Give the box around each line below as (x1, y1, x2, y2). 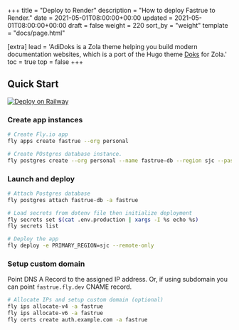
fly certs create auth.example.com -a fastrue (7, 316, 148, 323)
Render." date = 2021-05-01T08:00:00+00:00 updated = (7, 14, 173, 22)
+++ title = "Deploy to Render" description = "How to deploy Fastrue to (7, 6, 216, 14)
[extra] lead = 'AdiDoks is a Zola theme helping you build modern (7, 43, 198, 50)
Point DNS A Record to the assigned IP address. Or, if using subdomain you (7, 275, 228, 284)
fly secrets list (7, 223, 59, 230)
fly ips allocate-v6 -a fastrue (7, 309, 103, 317)
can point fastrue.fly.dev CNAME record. (7, 282, 132, 291)
